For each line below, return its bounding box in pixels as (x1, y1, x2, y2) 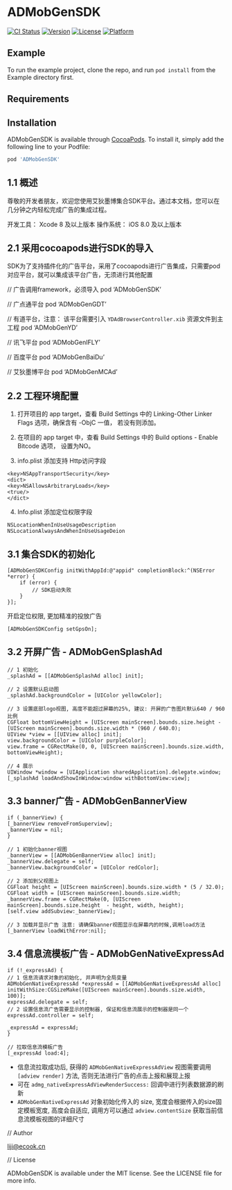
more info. (7, 1176, 37, 1184)
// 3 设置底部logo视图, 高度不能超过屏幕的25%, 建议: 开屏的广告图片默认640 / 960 (7, 705, 225, 712)
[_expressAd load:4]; (7, 1049, 70, 1057)
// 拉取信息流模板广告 (7, 1044, 64, 1051)
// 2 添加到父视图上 (7, 877, 60, 885)
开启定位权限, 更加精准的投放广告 (7, 612, 102, 620)
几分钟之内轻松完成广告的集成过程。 (7, 205, 111, 214)
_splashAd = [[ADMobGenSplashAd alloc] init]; (7, 672, 144, 679)
